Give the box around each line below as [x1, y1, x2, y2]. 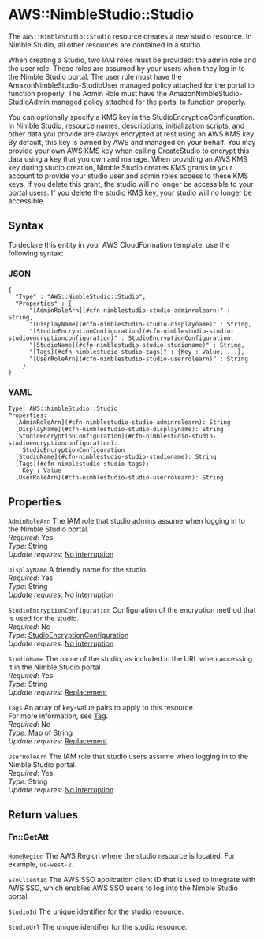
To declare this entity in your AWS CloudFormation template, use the [8, 240, 230, 249]
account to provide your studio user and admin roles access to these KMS [8, 171, 249, 181]
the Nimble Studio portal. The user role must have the [8, 72, 183, 81]
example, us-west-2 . [8, 859, 74, 869]
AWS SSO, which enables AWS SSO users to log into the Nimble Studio [8, 883, 239, 892]
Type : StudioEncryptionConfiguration [8, 631, 129, 640]
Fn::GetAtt [8, 832, 49, 843]
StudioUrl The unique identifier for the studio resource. [8, 922, 188, 932]
